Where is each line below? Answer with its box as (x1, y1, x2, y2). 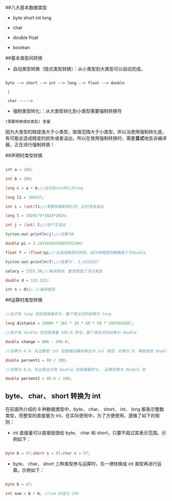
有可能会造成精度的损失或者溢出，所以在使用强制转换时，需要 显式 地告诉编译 (5, 135, 167, 141)
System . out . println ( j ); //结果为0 (5, 232, 74, 237)
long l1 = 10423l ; (5, 195, 45, 200)
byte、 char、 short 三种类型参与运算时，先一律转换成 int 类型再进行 (12, 461, 158, 467)
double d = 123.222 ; (5, 278, 50, 283)
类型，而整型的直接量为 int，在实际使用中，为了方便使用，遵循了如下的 (5, 413, 156, 419)
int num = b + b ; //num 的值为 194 (5, 491, 79, 496)
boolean (12, 44, 30, 50)
